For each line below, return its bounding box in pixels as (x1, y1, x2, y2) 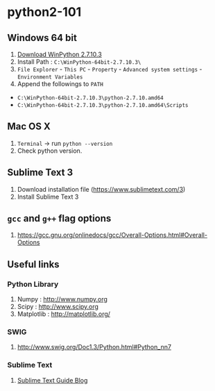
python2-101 (7, 4, 82, 20)
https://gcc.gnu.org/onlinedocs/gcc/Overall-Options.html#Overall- (17, 231, 208, 240)
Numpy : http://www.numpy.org (17, 295, 108, 303)
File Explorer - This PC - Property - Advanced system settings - (17, 65, 203, 73)
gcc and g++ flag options (7, 213, 112, 224)
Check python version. (17, 147, 83, 155)
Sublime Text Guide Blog (17, 376, 88, 384)
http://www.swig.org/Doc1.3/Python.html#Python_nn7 (17, 343, 172, 351)
